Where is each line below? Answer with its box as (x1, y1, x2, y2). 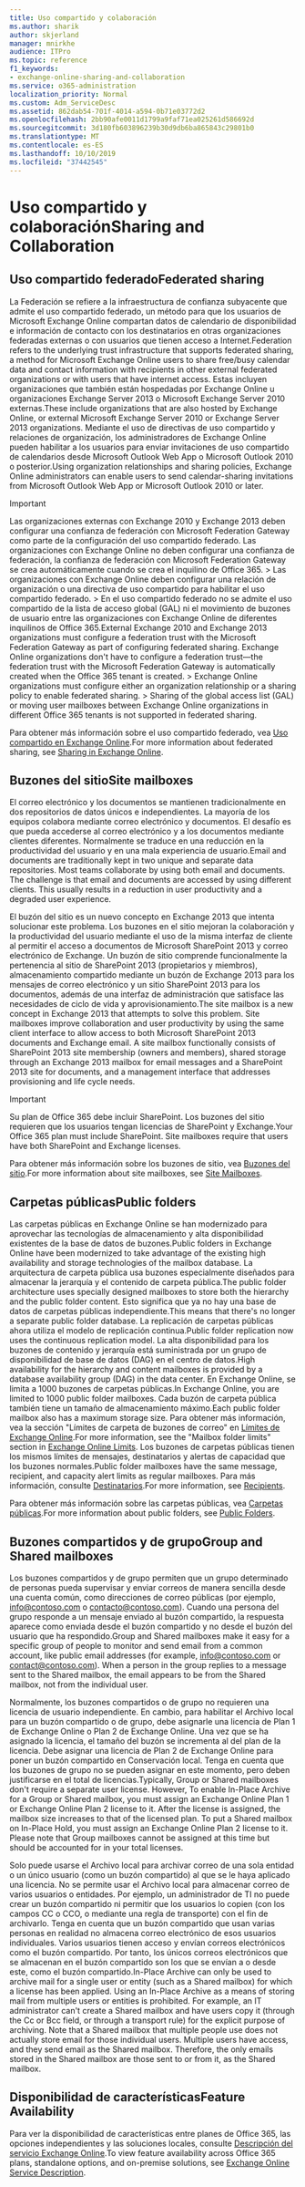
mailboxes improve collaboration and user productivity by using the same (9, 1018, 285, 1029)
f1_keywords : (9, 65, 59, 74)
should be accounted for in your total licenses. (9, 1841, 184, 1852)
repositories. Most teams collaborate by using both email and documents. (9, 865, 286, 876)
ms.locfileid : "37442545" (9, 157, 107, 167)
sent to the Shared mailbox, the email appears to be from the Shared (9, 1669, 266, 1680)
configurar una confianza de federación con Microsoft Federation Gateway (9, 525, 290, 536)
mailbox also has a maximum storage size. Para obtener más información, (9, 1413, 286, 1424)
